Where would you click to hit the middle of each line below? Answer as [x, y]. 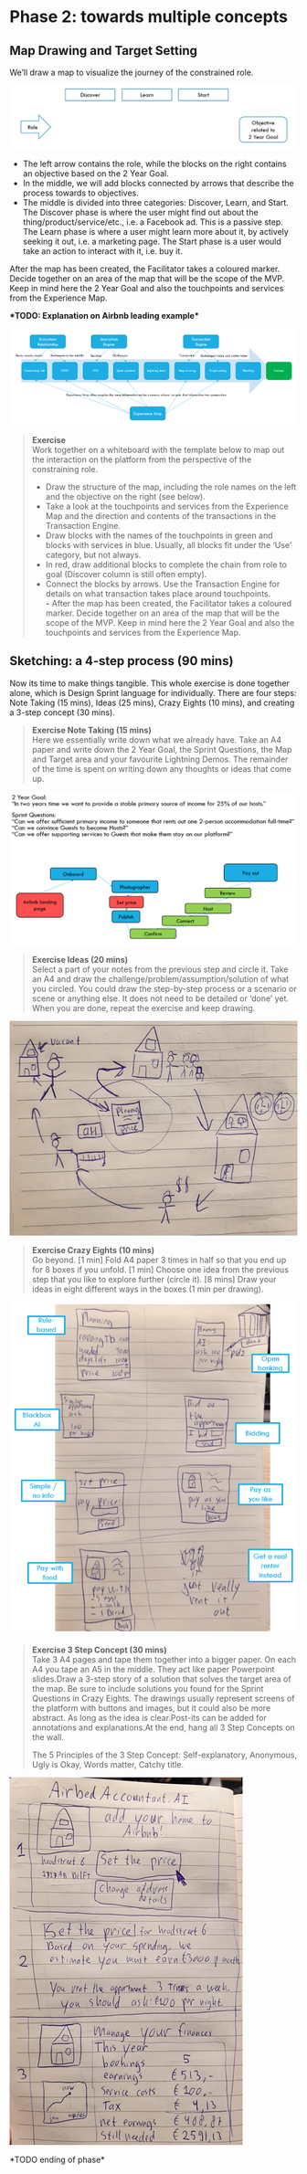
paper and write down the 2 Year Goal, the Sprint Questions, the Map [162, 749]
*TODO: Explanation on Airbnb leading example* [104, 315]
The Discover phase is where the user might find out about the [140, 212]
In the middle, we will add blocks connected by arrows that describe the [158, 183]
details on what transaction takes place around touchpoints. [158, 593]
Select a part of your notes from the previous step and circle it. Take [160, 969]
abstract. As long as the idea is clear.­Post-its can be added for [149, 1718]
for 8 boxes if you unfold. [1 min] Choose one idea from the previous [160, 1269]
